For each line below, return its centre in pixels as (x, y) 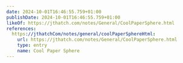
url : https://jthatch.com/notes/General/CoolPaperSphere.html (97, 40)
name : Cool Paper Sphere (48, 51)
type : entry (32, 46)
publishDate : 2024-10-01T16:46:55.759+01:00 (63, 17)
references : (21, 28)
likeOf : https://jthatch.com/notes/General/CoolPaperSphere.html (90, 23)
